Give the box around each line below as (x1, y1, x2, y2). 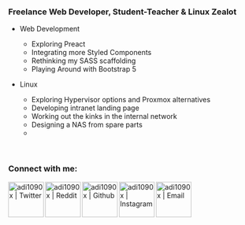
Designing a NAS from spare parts (31, 120, 143, 130)
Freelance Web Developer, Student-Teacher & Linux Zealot (8, 6, 237, 17)
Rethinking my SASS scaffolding (31, 56, 136, 65)
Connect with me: (8, 164, 78, 175)
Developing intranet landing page (31, 103, 139, 112)
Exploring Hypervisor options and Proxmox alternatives (31, 95, 211, 105)
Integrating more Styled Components (31, 48, 152, 57)
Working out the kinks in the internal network (31, 112, 177, 121)
